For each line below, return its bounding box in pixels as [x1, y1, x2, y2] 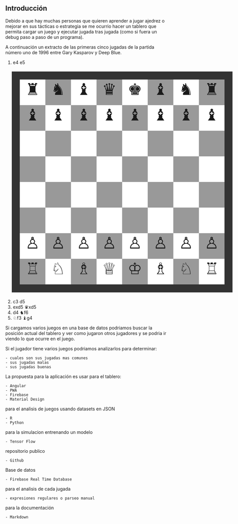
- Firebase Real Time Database [5, 476, 72, 482]
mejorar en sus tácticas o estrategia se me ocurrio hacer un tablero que [5, 23, 157, 29]
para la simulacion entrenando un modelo [5, 429, 93, 435]
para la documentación [5, 505, 54, 511]
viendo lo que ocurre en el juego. [5, 336, 75, 342]
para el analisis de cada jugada [5, 486, 71, 492]
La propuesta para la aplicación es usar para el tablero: [5, 373, 122, 380]
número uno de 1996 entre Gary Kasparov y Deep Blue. [5, 49, 122, 55]
